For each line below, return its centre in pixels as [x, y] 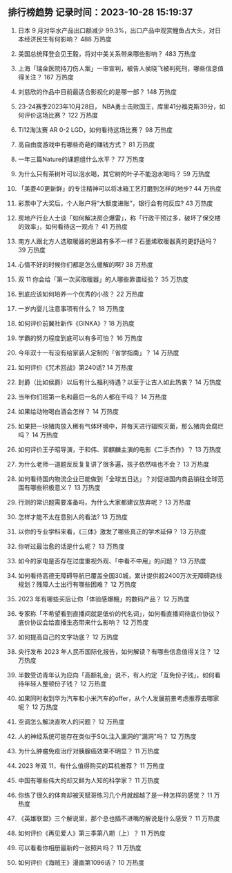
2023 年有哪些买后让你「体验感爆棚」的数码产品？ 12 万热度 [104, 599]
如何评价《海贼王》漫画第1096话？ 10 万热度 [81, 862]
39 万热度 [32, 250]
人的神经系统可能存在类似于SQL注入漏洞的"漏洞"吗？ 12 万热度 [107, 736]
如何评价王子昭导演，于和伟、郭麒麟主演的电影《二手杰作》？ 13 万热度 [119, 449]
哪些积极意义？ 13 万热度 [65, 487]
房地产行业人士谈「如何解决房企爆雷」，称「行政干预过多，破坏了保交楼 [119, 218]
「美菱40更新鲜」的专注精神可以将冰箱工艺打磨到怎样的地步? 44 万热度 [119, 188]
